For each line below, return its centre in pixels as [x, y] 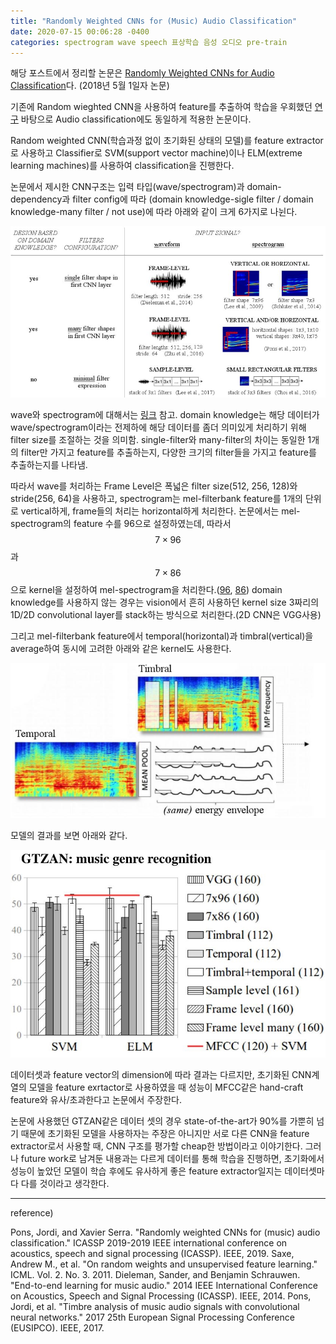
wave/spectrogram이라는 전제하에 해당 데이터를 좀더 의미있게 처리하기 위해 [158, 427]
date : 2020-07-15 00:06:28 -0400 [80, 31]
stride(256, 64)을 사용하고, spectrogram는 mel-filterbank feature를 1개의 [156, 499]
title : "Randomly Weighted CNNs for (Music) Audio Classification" [154, 21]
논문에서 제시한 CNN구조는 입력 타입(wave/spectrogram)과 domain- [146, 187]
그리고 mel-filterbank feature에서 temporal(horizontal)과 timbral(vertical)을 [162, 636]
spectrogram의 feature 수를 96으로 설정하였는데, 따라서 [121, 524]
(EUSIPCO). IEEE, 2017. [57, 1328]
